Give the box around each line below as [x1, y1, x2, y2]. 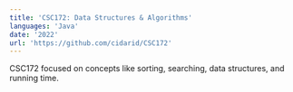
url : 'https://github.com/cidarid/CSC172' [9, 38, 172, 48]
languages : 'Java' [9, 22, 79, 31]
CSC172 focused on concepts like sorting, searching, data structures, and [9, 63, 285, 74]
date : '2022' [9, 30, 59, 39]
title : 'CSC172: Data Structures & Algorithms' [9, 13, 193, 23]
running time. [9, 73, 59, 84]
